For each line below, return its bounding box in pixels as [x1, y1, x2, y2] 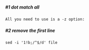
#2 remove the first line [5, 27, 56, 33]
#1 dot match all [5, 4, 39, 10]
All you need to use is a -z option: [5, 17, 85, 22]
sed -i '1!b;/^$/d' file [5, 40, 58, 45]
